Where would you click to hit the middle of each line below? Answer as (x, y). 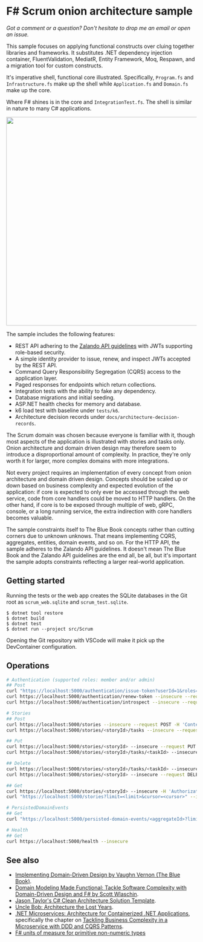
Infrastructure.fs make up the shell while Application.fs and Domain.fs (97, 84)
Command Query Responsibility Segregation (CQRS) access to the (98, 371)
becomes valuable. (30, 518)
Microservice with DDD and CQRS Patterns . (69, 926)
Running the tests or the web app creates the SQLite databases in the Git (97, 595)
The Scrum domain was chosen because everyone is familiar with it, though (101, 435)
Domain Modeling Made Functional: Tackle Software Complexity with (101, 888)
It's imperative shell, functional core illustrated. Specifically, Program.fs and (100, 77)
